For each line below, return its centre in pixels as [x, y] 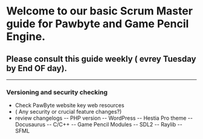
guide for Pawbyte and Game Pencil [98, 24]
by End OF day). [37, 68]
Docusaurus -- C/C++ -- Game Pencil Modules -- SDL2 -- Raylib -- [98, 125]
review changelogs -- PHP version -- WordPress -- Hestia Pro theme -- [104, 118]
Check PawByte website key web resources [70, 105]
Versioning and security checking [57, 92]
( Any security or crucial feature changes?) [68, 112]
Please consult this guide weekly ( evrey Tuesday [101, 59]
